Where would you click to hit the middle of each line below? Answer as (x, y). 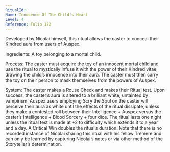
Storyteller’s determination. (34, 144)
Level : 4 (15, 19)
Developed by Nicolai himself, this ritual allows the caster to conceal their (82, 39)
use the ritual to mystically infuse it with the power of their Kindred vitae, (82, 69)
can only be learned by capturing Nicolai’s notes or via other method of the (84, 139)
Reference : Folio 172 (28, 24)
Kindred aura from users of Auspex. (43, 44)
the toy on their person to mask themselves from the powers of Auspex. (81, 80)
